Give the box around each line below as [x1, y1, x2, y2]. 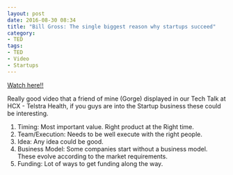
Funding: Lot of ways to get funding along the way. [17, 159, 163, 167]
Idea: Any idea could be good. [17, 137, 104, 146]
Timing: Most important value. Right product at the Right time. [17, 122, 195, 131]
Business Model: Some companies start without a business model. [17, 144, 208, 153]
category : [7, 29, 36, 37]
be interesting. [7, 109, 49, 117]
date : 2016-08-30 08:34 [7, 17, 77, 24]
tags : [7, 42, 23, 49]
